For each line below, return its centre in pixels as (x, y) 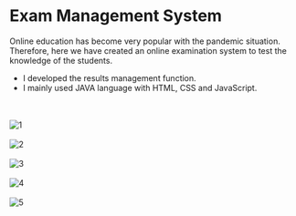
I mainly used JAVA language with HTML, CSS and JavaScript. (140, 87)
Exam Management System (116, 16)
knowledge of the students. (61, 60)
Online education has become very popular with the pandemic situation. (145, 41)
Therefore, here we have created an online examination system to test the (148, 50)
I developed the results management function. (109, 77)
